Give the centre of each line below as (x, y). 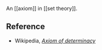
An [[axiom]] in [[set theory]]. (42, 8)
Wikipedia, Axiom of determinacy (55, 41)
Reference (26, 26)
